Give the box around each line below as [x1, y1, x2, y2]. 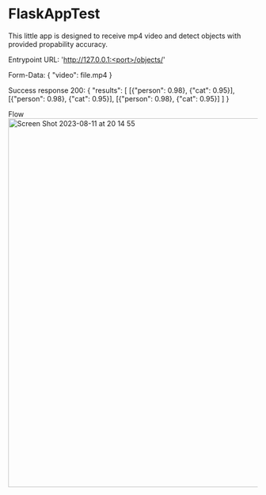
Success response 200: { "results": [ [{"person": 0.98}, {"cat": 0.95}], [8, 85, 235, 95]
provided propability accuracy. [8, 39, 108, 48]
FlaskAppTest [8, 5, 101, 23]
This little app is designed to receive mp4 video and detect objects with [8, 31, 241, 40]
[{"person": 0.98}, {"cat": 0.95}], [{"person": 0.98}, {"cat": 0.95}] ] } [8, 94, 230, 103]
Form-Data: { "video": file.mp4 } [8, 70, 112, 79]
